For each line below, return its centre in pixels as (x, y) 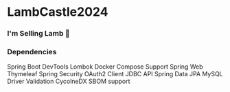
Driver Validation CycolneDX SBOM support (69, 81)
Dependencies (32, 52)
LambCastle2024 (58, 12)
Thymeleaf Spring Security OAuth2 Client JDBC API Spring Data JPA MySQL (115, 74)
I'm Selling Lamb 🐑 (38, 34)
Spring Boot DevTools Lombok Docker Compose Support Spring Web (105, 67)
